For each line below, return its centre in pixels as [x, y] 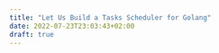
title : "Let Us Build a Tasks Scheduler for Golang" [110, 18]
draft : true [32, 34]
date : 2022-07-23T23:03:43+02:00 [72, 26]
